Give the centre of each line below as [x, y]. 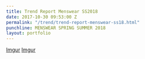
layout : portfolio [28, 33]
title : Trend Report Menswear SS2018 [52, 11]
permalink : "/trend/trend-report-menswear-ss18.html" [73, 22]
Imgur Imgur [21, 50]
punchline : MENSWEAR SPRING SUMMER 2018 [56, 28]
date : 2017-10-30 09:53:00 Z [42, 17]
